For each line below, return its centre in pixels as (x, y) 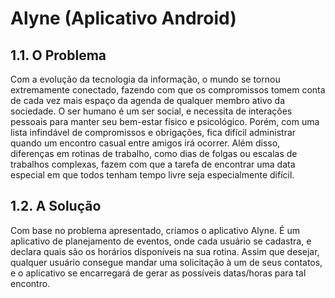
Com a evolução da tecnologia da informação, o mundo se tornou (145, 79)
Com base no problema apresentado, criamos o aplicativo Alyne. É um (155, 230)
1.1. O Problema (58, 55)
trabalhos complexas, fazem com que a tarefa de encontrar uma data (153, 164)
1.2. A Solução (56, 206)
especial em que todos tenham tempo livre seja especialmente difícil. (152, 175)
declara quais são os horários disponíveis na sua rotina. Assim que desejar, (165, 251)
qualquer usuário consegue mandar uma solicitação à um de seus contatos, (166, 262)
